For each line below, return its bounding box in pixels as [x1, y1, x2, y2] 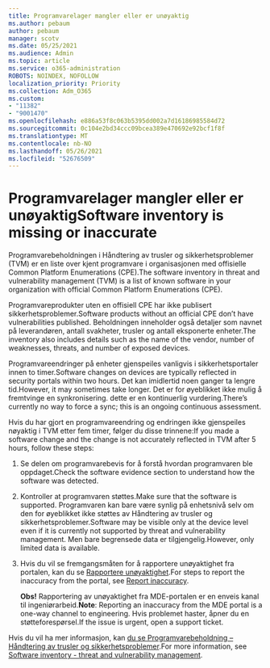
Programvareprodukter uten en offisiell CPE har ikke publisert [8, 300, 212, 310]
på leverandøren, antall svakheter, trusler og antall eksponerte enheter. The [8, 326, 256, 336]
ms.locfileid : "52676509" [8, 154, 95, 162]
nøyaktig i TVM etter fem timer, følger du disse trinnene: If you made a [8, 426, 239, 436]
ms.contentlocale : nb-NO [8, 139, 92, 148]
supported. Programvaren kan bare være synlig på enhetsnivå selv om [19, 500, 254, 510]
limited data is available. [19, 543, 101, 553]
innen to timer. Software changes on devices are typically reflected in [8, 368, 237, 377]
